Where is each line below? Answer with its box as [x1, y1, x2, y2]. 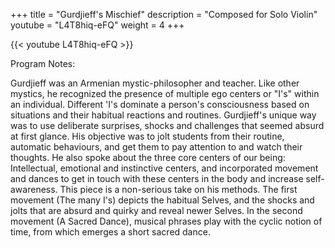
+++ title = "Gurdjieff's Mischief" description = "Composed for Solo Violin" [10, 9, 318, 20]
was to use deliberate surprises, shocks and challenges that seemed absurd [10, 120, 325, 131]
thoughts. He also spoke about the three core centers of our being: [10, 152, 286, 163]
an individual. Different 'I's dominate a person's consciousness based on [10, 99, 310, 110]
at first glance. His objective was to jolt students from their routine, [10, 130, 285, 142]
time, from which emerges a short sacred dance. [10, 226, 211, 238]
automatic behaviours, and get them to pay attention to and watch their [10, 141, 303, 153]
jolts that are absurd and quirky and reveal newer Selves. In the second [10, 205, 303, 216]
